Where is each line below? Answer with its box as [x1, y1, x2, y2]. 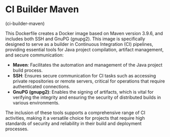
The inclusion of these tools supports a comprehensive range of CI [5, 109, 146, 116]
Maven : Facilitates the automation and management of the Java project [12, 62, 163, 68]
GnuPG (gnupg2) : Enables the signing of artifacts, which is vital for [12, 89, 154, 95]
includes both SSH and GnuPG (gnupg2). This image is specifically [5, 36, 146, 42]
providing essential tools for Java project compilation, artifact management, [5, 46, 164, 52]
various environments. [12, 99, 60, 105]
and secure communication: [5, 52, 64, 58]
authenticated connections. [12, 83, 70, 90]
